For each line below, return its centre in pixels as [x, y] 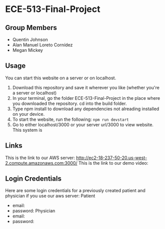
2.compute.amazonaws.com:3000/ [41, 163]
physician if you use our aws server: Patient [50, 196]
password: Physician [34, 211]
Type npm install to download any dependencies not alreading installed [86, 109]
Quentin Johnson [30, 39]
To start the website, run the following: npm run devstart [70, 119]
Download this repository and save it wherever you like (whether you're [86, 87]
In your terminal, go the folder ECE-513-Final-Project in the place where [86, 98]
